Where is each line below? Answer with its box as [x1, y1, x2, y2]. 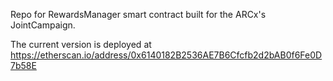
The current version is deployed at [10, 39, 152, 50]
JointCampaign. [10, 19, 76, 31]
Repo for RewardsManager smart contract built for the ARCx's [10, 9, 267, 20]
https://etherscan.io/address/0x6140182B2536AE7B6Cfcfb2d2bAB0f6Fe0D [10, 49, 323, 61]
